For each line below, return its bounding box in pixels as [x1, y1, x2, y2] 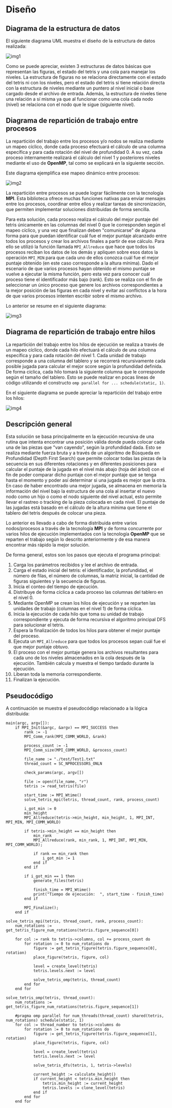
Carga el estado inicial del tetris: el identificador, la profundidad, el [13, 567, 153, 573]
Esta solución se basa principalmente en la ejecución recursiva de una [6, 433, 154, 439]
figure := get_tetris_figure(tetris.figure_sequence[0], [33, 946, 158, 951]
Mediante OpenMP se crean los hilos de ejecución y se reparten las [13, 600, 156, 606]
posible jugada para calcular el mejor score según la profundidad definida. [6, 363, 163, 369]
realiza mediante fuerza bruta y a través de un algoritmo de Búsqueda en [6, 450, 160, 456]
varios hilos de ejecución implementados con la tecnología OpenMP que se [6, 531, 165, 537]
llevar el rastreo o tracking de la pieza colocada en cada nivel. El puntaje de [6, 499, 165, 505]
